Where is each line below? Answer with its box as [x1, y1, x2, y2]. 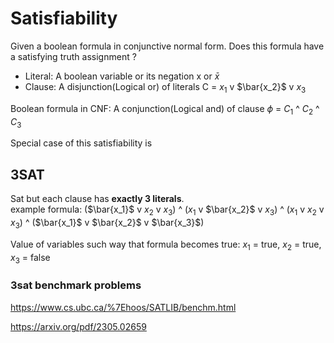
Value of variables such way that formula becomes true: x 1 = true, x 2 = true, [10, 238, 322, 252]
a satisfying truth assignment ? [10, 50, 137, 62]
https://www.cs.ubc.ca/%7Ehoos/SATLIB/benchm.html [10, 301, 237, 313]
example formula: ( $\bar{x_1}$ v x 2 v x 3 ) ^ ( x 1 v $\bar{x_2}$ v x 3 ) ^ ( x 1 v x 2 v [10, 203, 325, 217]
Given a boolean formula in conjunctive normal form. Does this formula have [10, 40, 325, 52]
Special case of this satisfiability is [10, 137, 153, 149]
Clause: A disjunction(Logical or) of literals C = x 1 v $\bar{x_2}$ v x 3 [24, 80, 307, 95]
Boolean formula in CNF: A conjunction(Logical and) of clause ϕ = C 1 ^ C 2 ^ [10, 102, 320, 117]
